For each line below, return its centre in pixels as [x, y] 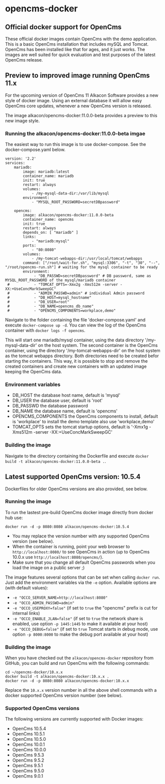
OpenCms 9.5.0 [28, 771]
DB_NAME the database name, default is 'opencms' [65, 411]
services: [15, 163]
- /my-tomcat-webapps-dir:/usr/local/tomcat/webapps [87, 259]
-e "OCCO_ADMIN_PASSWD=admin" [43, 603]
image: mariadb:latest [46, 172]
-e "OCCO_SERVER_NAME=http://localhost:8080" [60, 598]
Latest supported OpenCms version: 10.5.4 [73, 477]
